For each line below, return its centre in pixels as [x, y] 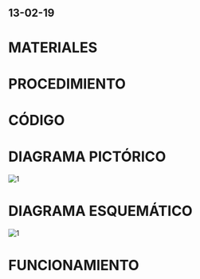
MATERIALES [53, 47]
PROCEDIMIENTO [67, 84]
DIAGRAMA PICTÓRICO [87, 157]
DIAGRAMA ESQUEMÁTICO [100, 211]
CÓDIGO [37, 120]
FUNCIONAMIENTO [74, 265]
